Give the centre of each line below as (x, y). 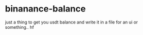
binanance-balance (45, 9)
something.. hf (19, 27)
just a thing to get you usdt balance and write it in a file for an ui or (71, 22)
